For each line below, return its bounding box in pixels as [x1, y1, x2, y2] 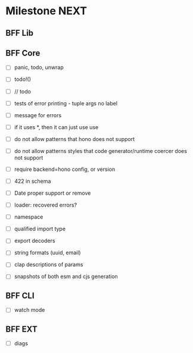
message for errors [14, 111, 62, 118]
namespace [14, 213, 43, 221]
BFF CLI [5, 290, 35, 301]
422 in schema [14, 177, 51, 185]
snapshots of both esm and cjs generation [14, 273, 119, 280]
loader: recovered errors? [14, 201, 77, 209]
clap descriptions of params [14, 261, 83, 268]
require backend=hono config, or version [14, 165, 116, 173]
